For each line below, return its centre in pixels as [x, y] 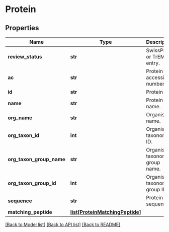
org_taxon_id [23, 135]
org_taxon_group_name [36, 159]
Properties [22, 28]
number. [156, 84]
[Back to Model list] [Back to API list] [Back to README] [63, 224]
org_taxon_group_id [32, 183]
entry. [153, 63]
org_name [20, 118]
